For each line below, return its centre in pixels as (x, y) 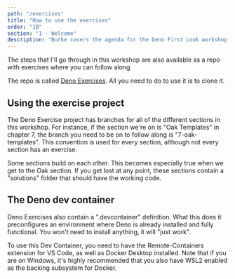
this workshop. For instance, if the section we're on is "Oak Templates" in (113, 127)
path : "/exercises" (36, 14)
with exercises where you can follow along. (69, 67)
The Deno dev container (61, 200)
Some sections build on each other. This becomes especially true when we (115, 163)
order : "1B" (25, 27)
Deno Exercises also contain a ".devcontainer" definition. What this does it (114, 217)
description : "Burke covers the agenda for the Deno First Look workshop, (119, 40)
